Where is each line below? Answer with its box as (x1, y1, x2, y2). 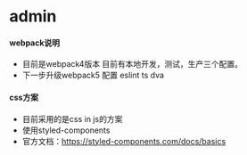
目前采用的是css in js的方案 (21, 113, 123, 124)
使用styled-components (21, 125, 111, 135)
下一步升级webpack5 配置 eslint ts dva (21, 69, 165, 81)
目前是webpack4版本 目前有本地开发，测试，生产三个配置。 (21, 59, 243, 69)
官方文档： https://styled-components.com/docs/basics (21, 135, 226, 146)
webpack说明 (9, 37, 61, 48)
